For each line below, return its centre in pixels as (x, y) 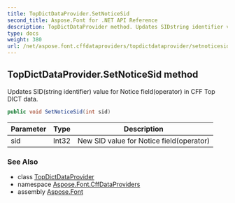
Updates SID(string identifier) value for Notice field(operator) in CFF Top (111, 91)
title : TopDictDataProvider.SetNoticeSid (69, 14)
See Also (23, 162)
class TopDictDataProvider (56, 176)
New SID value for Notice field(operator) (144, 141)
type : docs (23, 33)
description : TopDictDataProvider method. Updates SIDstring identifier (115, 27)
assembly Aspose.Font (50, 191)
